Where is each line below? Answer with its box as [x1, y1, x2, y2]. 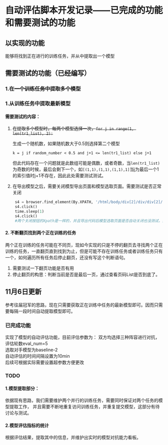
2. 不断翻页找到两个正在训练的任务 [5, 230, 76, 236]
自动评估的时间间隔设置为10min [5, 353, 70, 359]
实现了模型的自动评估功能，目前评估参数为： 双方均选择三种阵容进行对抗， [5, 335, 160, 341]
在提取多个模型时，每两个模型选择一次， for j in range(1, [12, 126, 134, 132]
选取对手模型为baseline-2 [5, 347, 58, 353]
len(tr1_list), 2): [12, 131, 53, 136]
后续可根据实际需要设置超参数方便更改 [5, 360, 84, 366]
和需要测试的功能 [5, 17, 76, 29]
